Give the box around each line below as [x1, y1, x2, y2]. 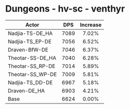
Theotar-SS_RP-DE [8, 63, 56, 70]
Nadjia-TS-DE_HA [8, 30, 53, 37]
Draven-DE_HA [8, 87, 45, 94]
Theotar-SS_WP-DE [8, 71, 57, 78]
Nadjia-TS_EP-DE [8, 38, 52, 45]
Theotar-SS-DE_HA [8, 54, 57, 61]
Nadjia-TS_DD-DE [8, 79, 53, 86]
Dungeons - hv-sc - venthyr [5, 3, 125, 15]
